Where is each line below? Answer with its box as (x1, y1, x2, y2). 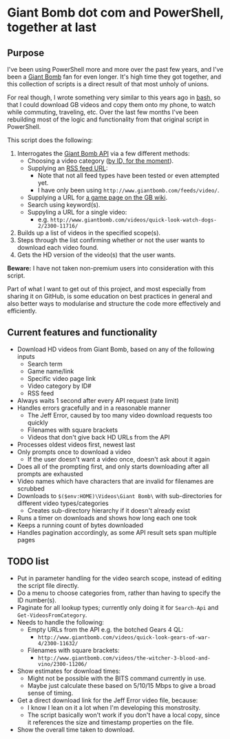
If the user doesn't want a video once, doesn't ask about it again (27, 455, 210, 463)
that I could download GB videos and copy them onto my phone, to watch (7, 101, 216, 108)
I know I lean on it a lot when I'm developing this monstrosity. (27, 703, 201, 711)
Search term (27, 359, 63, 368)
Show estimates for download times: (17, 667, 121, 675)
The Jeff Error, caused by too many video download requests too (27, 411, 212, 419)
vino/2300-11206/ (37, 660, 87, 667)
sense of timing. (27, 689, 74, 697)
